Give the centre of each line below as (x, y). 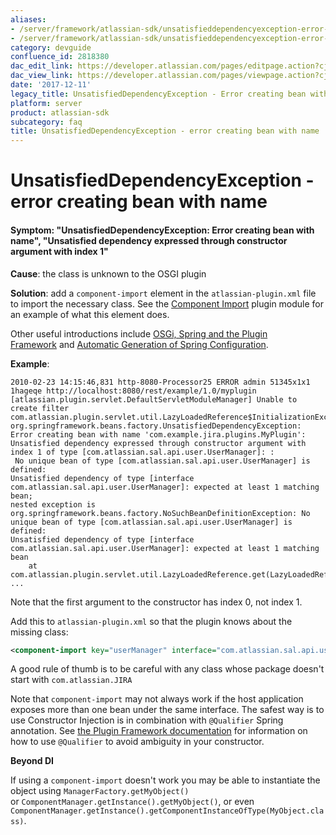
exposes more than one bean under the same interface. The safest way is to (167, 710)
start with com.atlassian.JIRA (71, 680)
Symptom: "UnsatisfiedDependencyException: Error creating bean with (162, 230)
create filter (40, 408)
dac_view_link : (42, 76)
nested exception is (53, 504)
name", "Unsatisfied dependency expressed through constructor (149, 240)
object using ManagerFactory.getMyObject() (100, 791)
